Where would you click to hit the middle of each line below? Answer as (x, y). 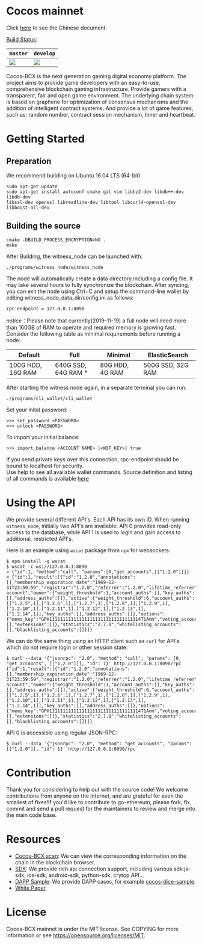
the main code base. (32, 815)
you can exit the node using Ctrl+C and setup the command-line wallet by (98, 291)
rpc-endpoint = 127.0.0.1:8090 (45, 309)
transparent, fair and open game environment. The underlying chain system (100, 95)
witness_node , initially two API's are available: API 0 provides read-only (94, 526)
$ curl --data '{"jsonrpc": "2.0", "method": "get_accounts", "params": (99, 743)
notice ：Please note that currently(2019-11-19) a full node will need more (96, 321)
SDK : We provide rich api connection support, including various (93, 869)
